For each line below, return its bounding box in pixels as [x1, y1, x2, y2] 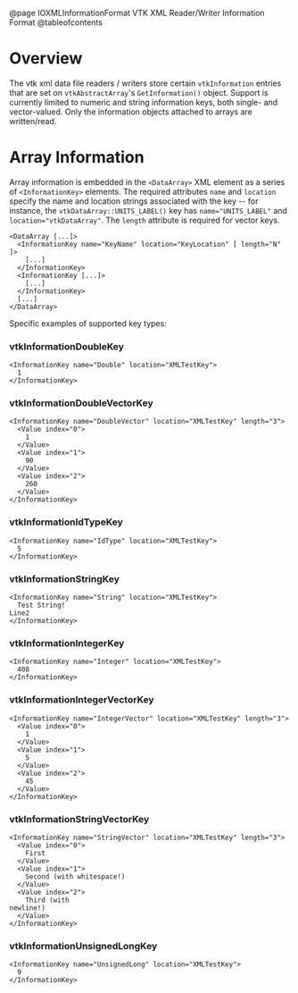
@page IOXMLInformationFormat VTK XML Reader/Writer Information [9, 8, 265, 18]
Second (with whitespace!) [25, 871, 126, 881]
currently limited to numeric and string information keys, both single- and [9, 97, 278, 107]
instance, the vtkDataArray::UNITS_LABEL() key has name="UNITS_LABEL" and [9, 205, 288, 215]
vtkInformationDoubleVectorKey [9, 397, 153, 409]
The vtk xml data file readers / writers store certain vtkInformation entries [9, 78, 282, 88]
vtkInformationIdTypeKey [9, 516, 123, 528]
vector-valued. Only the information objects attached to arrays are [9, 106, 252, 117]
